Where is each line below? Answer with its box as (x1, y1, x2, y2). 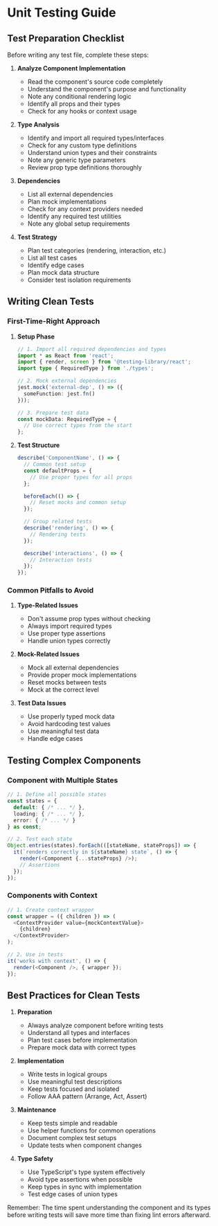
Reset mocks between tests (27, 678, 107, 687)
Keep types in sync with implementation (27, 1182, 142, 1191)
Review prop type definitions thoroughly (27, 163, 142, 171)
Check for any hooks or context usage (27, 107, 137, 115)
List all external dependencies (27, 190, 113, 198)
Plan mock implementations (27, 197, 107, 206)
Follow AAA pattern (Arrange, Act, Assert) (27, 1092, 147, 1101)
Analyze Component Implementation (17, 64, 126, 72)
